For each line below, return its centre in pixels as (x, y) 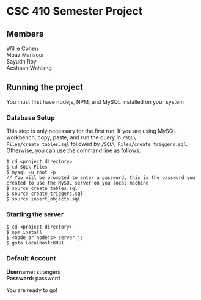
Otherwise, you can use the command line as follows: (74, 150)
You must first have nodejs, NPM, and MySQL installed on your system (95, 101)
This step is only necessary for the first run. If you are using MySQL (91, 131)
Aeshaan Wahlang (29, 68)
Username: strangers (34, 272)
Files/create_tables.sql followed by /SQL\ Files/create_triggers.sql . (97, 144)
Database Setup (31, 117)
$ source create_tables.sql (42, 188)
